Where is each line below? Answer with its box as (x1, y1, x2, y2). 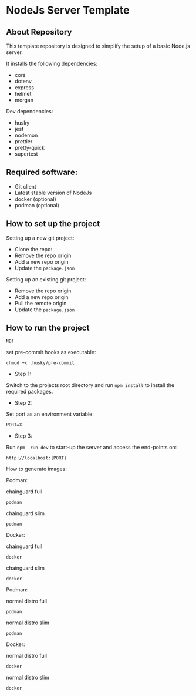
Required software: (6, 167, 78, 177)
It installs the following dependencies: (6, 60, 98, 67)
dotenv (14, 78, 32, 85)
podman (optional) (14, 201, 60, 209)
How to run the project (6, 323, 90, 333)
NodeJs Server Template (6, 4, 130, 17)
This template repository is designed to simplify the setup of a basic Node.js (6, 42, 191, 49)
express (14, 84, 34, 91)
